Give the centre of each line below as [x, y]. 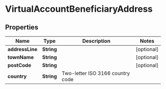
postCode [19, 65]
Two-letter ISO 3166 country [96, 73]
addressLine [22, 49]
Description [96, 41]
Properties [22, 27]
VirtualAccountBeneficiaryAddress [79, 9]
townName [21, 57]
